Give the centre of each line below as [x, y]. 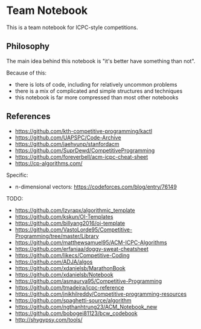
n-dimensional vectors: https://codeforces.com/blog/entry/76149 [96, 187]
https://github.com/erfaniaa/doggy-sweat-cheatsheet [82, 248]
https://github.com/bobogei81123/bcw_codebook [76, 313]
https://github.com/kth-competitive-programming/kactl [84, 131]
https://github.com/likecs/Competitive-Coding [72, 255]
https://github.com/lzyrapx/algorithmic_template [75, 210]
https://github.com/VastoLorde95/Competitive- [74, 229]
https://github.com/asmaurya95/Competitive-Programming [88, 281]
